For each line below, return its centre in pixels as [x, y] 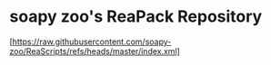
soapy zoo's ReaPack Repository [136, 17]
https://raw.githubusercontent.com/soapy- [92, 42]
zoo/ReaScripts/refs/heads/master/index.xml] [95, 51]
